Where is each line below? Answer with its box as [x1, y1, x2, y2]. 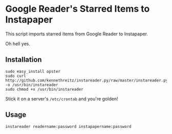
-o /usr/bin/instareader [5, 82, 58, 87]
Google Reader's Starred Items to [5, 3, 150, 15]
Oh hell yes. [5, 40, 31, 46]
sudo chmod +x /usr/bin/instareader [5, 87, 83, 92]
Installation [5, 56, 42, 64]
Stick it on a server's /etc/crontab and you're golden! [5, 95, 118, 102]
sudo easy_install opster [5, 69, 60, 74]
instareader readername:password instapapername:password [5, 124, 132, 129]
